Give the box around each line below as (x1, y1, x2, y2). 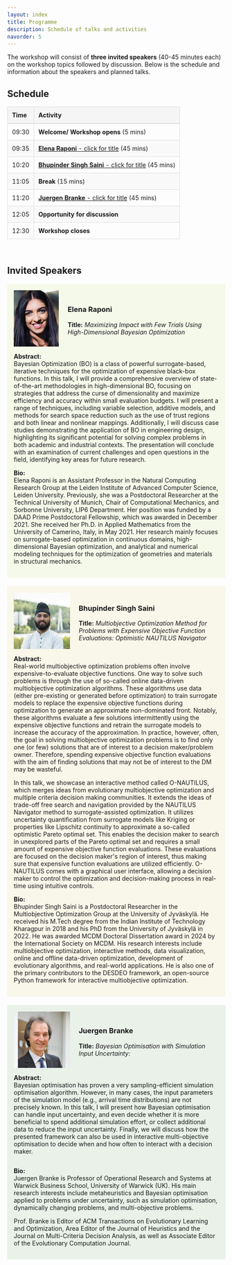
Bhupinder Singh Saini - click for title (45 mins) (38, 161, 176, 169)
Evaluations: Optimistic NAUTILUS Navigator (78, 634, 207, 643)
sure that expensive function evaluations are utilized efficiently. (13, 860, 194, 868)
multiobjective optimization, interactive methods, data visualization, (13, 946, 206, 954)
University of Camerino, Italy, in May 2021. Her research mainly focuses (13, 527, 218, 536)
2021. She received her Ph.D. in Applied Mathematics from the (13, 520, 191, 528)
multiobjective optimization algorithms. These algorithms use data (13, 683, 202, 692)
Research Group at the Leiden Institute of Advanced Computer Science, (13, 483, 218, 491)
